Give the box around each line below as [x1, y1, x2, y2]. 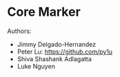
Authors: [7, 27, 32, 35]
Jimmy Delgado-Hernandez [17, 40, 97, 48]
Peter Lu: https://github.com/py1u [17, 47, 112, 56]
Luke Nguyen [17, 62, 55, 70]
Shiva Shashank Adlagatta [17, 54, 92, 63]
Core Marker [7, 4, 81, 20]
